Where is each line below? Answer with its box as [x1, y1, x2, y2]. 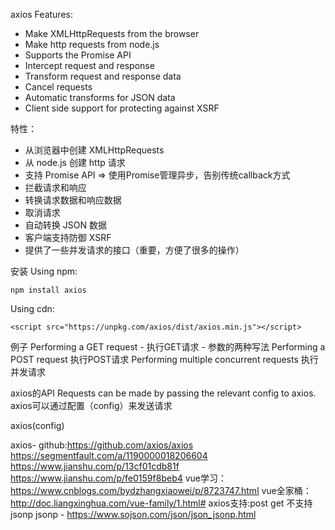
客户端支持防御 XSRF [24, 232, 112, 243]
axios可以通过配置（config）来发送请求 [10, 400, 173, 411]
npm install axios [10, 285, 87, 295]
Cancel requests [24, 81, 93, 93]
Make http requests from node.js [24, 39, 160, 50]
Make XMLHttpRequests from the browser [24, 28, 200, 39]
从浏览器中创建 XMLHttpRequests [24, 144, 165, 156]
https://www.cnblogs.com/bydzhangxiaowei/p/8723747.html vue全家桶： [10, 485, 312, 496]
